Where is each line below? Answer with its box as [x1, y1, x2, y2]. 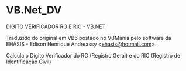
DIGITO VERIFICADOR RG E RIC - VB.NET [6, 23, 106, 30]
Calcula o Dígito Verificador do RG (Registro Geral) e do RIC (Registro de [6, 52, 181, 59]
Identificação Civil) [6, 58, 51, 65]
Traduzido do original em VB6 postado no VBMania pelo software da [6, 34, 171, 41]
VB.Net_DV [6, 4, 62, 17]
